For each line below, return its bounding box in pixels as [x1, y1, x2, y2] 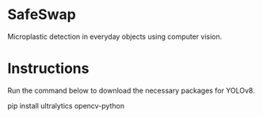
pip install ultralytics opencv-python [7, 101, 124, 110]
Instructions [7, 59, 90, 78]
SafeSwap [7, 6, 76, 24]
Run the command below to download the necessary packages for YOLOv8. [7, 86, 255, 95]
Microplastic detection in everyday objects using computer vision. [7, 32, 223, 41]
